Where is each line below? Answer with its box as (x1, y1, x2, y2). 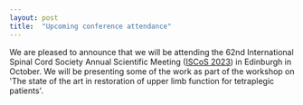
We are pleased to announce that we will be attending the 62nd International (9, 46, 294, 57)
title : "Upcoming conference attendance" (9, 22, 172, 31)
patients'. (9, 85, 43, 96)
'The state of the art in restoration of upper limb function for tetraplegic (9, 75, 275, 86)
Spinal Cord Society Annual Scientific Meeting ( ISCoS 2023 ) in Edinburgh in (9, 56, 292, 67)
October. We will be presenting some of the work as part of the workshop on (9, 65, 295, 77)
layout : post (9, 13, 59, 23)
